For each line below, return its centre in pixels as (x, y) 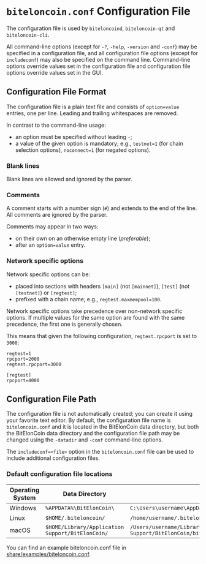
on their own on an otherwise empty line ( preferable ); (83, 239)
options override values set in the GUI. (55, 72)
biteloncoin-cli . (28, 34)
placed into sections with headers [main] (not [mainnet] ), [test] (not (102, 286)
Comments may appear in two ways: (52, 227)
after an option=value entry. (50, 245)
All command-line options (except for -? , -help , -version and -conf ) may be (102, 47)
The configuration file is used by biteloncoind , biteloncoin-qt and (91, 28)
